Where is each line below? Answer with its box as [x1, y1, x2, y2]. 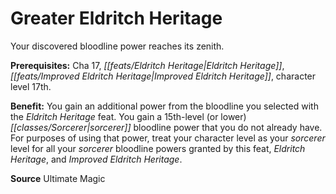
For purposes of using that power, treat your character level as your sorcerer [10, 132, 326, 144]
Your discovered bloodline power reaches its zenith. [10, 40, 225, 52]
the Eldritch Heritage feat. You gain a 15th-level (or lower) [10, 110, 247, 122]
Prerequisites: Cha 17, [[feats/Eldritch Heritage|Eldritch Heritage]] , [10, 59, 285, 71]
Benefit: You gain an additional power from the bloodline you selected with [10, 100, 319, 112]
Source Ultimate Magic [10, 172, 106, 184]
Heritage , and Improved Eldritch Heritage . [10, 153, 183, 165]
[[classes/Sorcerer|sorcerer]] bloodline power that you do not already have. [10, 121, 323, 133]
